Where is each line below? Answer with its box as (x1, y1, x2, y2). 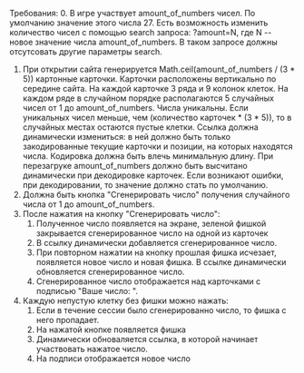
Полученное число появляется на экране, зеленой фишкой (35, 218, 267, 229)
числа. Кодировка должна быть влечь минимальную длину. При (22, 151, 274, 162)
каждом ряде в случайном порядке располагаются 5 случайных (22, 93, 275, 103)
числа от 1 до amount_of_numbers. (22, 199, 155, 210)
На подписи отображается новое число (35, 353, 191, 364)
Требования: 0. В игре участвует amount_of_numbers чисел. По (9, 8, 256, 18)
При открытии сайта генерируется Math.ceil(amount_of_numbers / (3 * (22, 64, 296, 74)
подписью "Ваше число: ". (35, 286, 139, 296)
